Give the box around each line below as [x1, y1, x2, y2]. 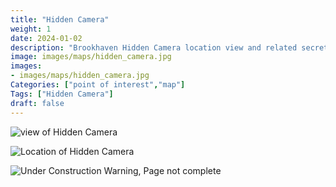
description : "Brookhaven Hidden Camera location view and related [10, 42, 298, 53]
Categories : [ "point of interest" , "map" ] [10, 80, 186, 90]
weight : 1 [10, 24, 52, 34]
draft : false [10, 98, 65, 108]
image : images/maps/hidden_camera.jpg [10, 52, 172, 62]
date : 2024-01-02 [10, 33, 83, 43]
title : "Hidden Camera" [10, 14, 110, 25]
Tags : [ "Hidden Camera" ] [10, 89, 114, 99]
